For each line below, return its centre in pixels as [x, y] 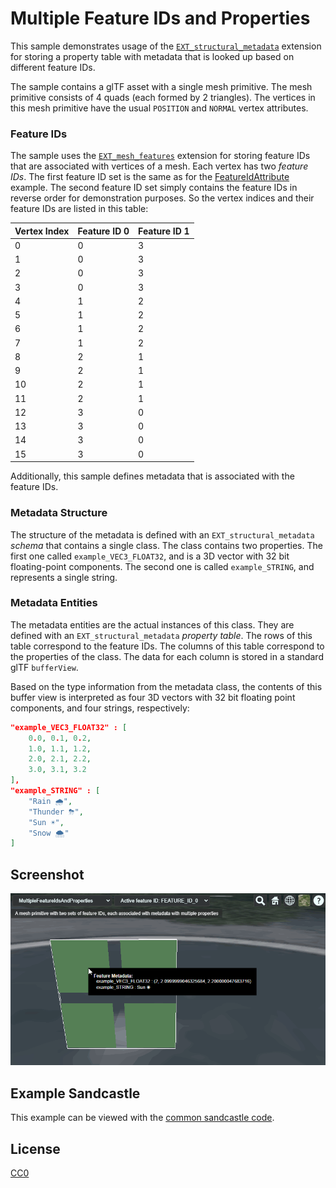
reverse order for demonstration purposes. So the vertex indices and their [162, 198]
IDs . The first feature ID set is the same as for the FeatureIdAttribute [150, 177]
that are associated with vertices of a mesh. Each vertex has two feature [159, 166]
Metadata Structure [59, 513]
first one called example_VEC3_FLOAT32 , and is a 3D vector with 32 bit [150, 556]
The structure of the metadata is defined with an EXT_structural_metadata [162, 534]
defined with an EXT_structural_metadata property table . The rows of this [161, 635]
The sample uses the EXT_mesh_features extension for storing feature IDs [160, 156]
